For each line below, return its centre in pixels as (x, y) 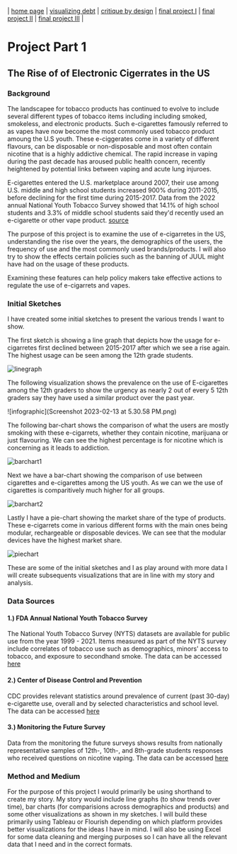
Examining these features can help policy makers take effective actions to (115, 278)
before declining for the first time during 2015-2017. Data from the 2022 (111, 198)
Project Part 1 (47, 47)
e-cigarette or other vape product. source (68, 220)
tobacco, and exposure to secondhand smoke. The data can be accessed (115, 656)
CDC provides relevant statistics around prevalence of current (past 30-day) (118, 696)
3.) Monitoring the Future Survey (57, 727)
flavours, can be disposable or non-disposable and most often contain (110, 146)
